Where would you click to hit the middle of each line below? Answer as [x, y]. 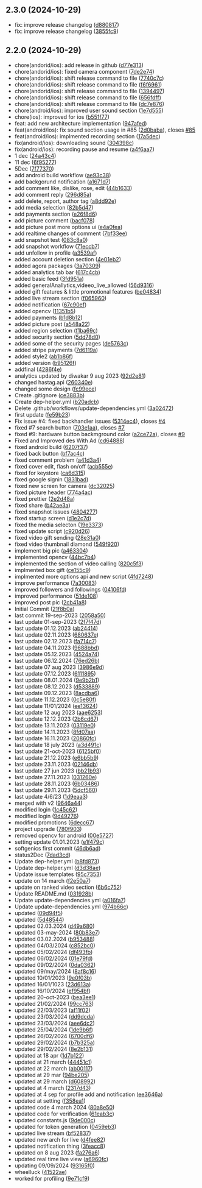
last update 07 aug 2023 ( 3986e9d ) [59, 667]
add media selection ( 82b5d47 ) [54, 207]
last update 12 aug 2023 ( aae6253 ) [58, 712]
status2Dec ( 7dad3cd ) [43, 855]
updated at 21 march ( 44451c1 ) [53, 1062]
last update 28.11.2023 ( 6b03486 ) [57, 783]
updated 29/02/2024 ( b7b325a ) [55, 1042]
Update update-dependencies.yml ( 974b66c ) [71, 907]
